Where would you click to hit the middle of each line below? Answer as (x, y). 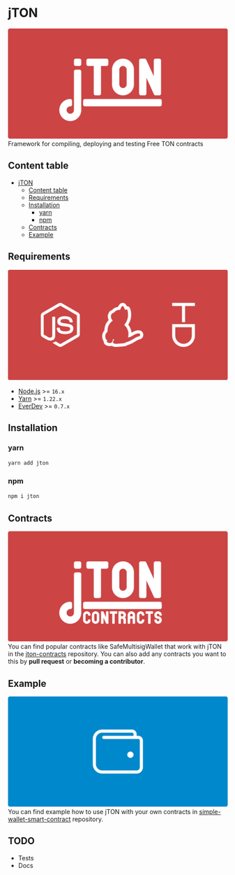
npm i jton (24, 497)
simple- (210, 811)
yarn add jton (29, 463)
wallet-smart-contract (39, 819)
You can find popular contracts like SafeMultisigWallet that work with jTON (115, 647)
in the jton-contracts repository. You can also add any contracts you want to (117, 654)
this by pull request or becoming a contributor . (77, 662)
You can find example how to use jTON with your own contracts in (103, 811)
